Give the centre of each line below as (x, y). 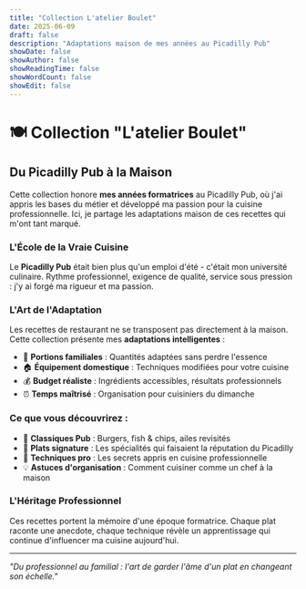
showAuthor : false (44, 60)
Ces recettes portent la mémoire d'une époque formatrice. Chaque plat (143, 521)
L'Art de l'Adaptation (56, 309)
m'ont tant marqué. (45, 223)
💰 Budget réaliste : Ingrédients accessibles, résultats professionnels (152, 381)
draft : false (34, 35)
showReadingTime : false (55, 69)
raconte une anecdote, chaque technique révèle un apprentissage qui (140, 531)
